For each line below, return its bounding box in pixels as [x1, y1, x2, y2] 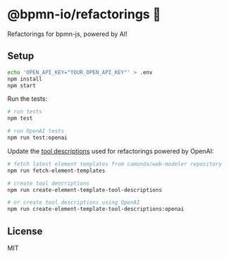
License [7, 225, 43, 237]
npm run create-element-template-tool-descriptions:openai [7, 206, 185, 213]
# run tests [7, 109, 42, 116]
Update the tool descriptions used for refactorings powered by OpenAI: [7, 147, 214, 155]
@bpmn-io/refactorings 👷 [7, 6, 161, 23]
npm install [7, 75, 42, 82]
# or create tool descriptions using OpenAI [7, 199, 140, 207]
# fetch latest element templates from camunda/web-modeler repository [7, 160, 222, 168]
